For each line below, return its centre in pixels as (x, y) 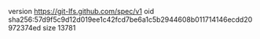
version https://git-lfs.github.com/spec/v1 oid (81, 11)
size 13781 (59, 28)
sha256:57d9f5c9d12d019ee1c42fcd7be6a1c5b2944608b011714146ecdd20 (130, 19)
